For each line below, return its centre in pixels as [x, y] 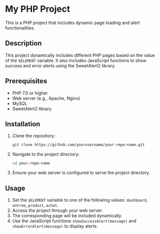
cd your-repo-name [31, 163]
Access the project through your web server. [58, 210]
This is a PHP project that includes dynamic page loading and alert [73, 23]
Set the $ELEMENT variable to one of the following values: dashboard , [80, 200]
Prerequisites [26, 81]
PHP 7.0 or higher [30, 93]
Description [23, 44]
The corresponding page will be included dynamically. [67, 215]
